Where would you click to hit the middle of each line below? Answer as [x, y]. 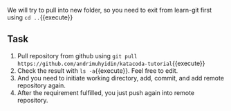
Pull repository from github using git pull [77, 55]
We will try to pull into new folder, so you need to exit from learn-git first [110, 10]
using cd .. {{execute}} [40, 17]
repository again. [41, 85]
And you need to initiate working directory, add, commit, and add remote [121, 78]
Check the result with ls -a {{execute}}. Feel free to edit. [98, 70]
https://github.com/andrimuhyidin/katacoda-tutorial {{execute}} [111, 63]
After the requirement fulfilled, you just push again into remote [106, 92]
